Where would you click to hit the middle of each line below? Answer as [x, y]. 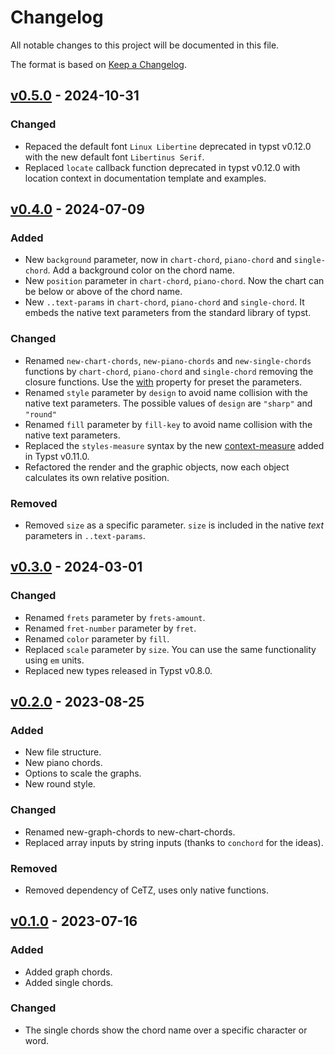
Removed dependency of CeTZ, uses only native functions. [146, 890]
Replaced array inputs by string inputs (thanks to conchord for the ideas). [174, 842]
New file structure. [63, 752]
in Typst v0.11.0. [57, 456]
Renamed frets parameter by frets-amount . [115, 617]
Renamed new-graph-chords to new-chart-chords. [130, 832]
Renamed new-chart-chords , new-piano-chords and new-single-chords [168, 360]
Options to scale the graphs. [83, 773]
